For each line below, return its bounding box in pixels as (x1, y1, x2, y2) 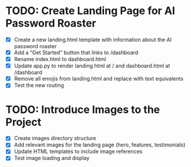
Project (5, 115, 42, 129)
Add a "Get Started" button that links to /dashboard (14, 49, 139, 56)
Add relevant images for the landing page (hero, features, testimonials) (14, 141, 186, 148)
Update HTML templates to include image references (14, 148, 143, 155)
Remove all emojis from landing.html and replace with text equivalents (14, 75, 183, 82)
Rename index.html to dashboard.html (14, 56, 106, 63)
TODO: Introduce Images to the (5, 103, 160, 116)
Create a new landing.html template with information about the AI (14, 36, 172, 43)
